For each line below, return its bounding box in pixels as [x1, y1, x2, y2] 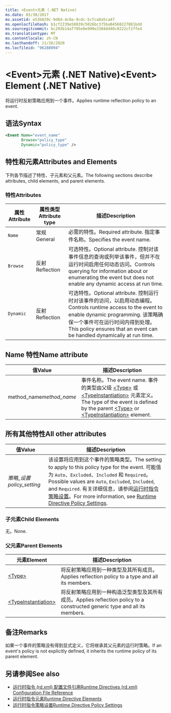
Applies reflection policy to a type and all [61, 573, 158, 580]
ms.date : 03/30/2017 [5, 12, 49, 17]
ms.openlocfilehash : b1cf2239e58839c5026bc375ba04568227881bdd [5, 21, 142, 27]
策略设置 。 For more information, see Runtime [48, 493, 157, 500]
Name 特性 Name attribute [5, 350, 88, 359]
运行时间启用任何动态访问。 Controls [68, 261, 155, 268]
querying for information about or [68, 268, 149, 275]
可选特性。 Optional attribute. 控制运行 [68, 289, 159, 296]
